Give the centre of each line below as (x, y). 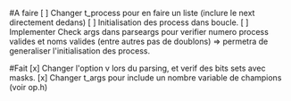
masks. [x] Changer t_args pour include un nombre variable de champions (145, 78)
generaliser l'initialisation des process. (79, 51)
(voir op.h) (29, 87)
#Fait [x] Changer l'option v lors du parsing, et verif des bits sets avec (137, 68)
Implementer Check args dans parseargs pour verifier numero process (139, 32)
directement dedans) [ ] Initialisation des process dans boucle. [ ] (129, 22)
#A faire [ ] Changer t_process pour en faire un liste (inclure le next (132, 13)
